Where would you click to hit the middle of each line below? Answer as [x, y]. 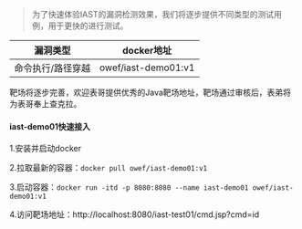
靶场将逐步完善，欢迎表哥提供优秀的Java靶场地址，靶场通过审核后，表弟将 [151, 92]
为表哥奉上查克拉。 [46, 104]
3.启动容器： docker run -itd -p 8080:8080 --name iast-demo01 [129, 187]
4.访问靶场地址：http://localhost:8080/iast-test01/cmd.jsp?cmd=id [135, 214]
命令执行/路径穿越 [52, 68]
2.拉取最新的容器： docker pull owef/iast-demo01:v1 [109, 168]
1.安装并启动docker [46, 149]
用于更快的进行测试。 [88, 26]
